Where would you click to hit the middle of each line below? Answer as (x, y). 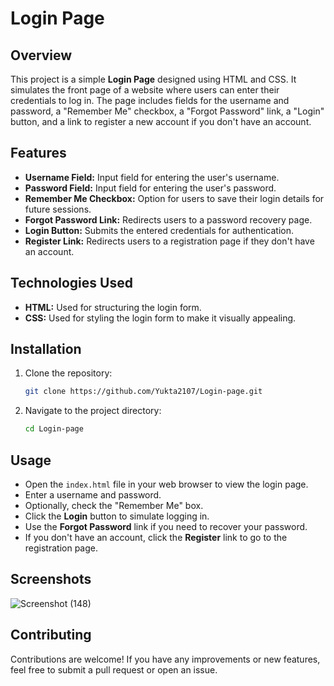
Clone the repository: (68, 373)
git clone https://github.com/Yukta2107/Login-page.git (143, 392)
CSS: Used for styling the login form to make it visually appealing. (160, 318)
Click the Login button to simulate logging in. (117, 516)
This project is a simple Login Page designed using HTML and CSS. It (153, 79)
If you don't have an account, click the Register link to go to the (156, 537)
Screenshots (51, 579)
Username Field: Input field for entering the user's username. (152, 177)
